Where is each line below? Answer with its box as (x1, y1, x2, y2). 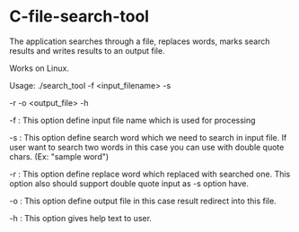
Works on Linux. (9, 63, 70, 73)
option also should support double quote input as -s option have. (9, 177, 250, 189)
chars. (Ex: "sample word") (9, 150, 110, 162)
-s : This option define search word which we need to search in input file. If (9, 132, 287, 142)
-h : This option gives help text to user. (9, 212, 153, 223)
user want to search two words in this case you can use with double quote (9, 142, 285, 152)
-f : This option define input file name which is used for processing (9, 115, 256, 125)
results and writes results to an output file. (9, 45, 165, 56)
